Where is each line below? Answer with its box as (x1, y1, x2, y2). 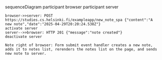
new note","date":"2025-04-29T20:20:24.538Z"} (5, 22, 101, 26)
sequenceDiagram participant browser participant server (5, 4, 119, 10)
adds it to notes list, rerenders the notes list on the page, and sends (5, 47, 158, 52)
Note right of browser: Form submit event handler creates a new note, (5, 43, 153, 48)
